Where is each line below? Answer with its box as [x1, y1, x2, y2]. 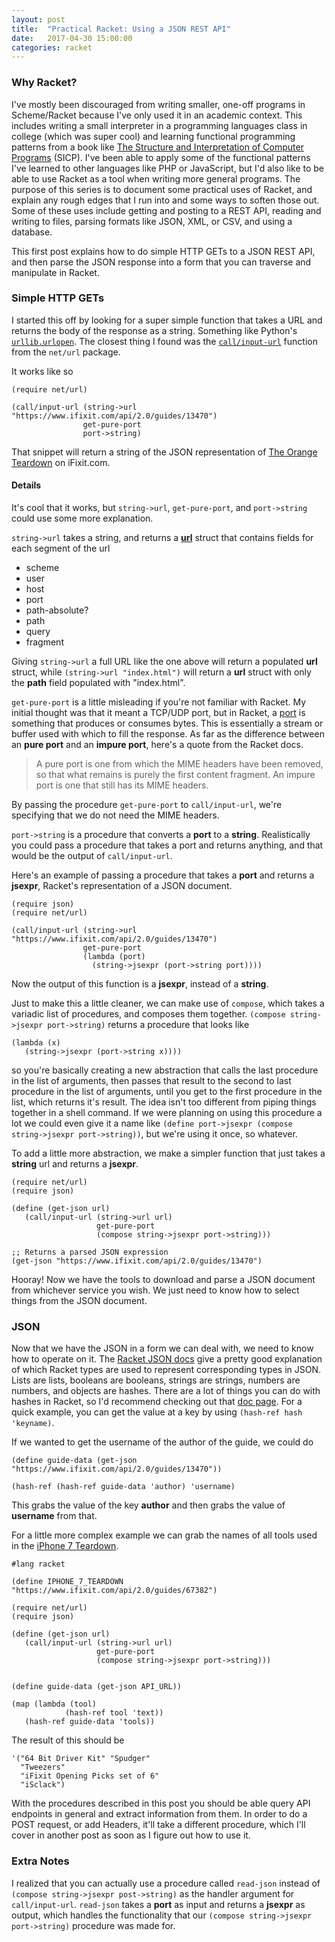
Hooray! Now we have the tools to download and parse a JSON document [11, 1274, 316, 1286]
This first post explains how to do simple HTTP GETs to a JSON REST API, [11, 245, 316, 257]
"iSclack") [20, 1780, 66, 1790]
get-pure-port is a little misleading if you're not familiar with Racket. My [11, 696, 307, 708]
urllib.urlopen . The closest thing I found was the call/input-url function [11, 335, 318, 347]
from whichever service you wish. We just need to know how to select [11, 1284, 300, 1296]
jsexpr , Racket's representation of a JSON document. [11, 880, 233, 892]
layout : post [11, 14, 66, 25]
